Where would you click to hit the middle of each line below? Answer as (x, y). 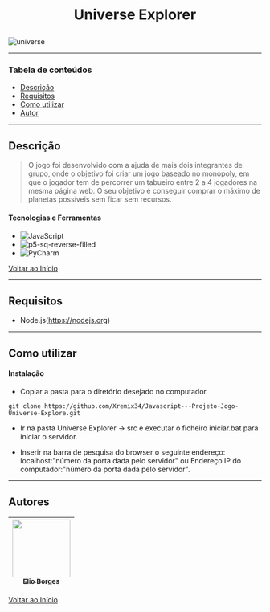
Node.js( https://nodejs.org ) (65, 320)
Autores (29, 502)
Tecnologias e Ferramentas (55, 218)
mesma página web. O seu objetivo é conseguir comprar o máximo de (144, 191)
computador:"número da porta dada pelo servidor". (105, 469)
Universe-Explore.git (45, 413)
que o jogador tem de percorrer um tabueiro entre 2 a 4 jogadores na (143, 182)
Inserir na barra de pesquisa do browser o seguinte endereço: (123, 452)
